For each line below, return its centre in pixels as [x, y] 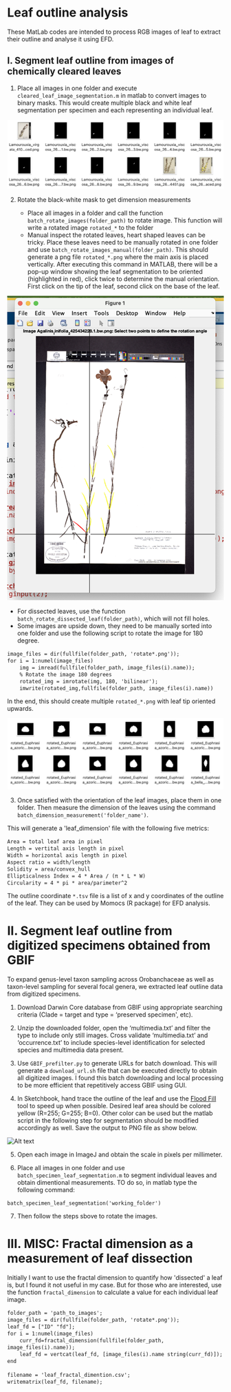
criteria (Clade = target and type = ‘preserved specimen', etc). [105, 1015]
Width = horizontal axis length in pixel [67, 855]
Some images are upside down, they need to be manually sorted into [114, 625]
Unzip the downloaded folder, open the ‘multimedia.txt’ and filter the [114, 1028]
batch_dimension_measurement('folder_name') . [83, 815]
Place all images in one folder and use [71, 1167]
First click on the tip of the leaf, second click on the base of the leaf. [123, 286]
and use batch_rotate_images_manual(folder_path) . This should [118, 249]
